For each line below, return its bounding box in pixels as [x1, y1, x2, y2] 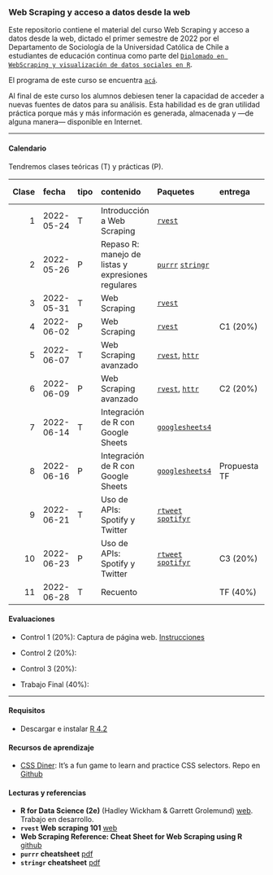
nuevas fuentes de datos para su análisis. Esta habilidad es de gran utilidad [8, 100, 260, 110]
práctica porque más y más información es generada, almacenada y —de [8, 108, 254, 118]
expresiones [100, 269, 148, 280]
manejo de [100, 248, 141, 260]
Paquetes [157, 186, 195, 197]
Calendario [8, 143, 47, 153]
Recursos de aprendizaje [8, 742, 95, 752]
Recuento [100, 586, 138, 597]
